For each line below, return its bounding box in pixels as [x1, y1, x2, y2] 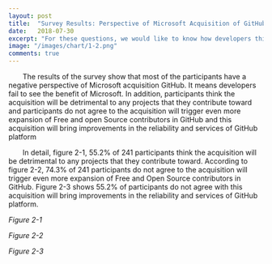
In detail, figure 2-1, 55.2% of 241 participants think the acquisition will [23, 147, 257, 157]
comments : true [8, 49, 60, 57]
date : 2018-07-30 [8, 27, 74, 35]
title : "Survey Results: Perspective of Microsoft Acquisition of [8, 19, 241, 28]
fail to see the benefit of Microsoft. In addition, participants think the [8, 89, 236, 98]
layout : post [8, 11, 53, 20]
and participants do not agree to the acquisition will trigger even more [8, 106, 241, 116]
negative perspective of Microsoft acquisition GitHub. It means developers [8, 80, 257, 90]
